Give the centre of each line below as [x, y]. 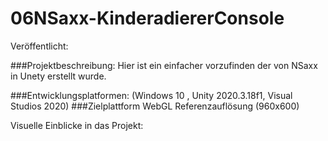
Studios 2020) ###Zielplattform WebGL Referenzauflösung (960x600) [155, 106]
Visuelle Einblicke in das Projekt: [77, 125]
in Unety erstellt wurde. [58, 76]
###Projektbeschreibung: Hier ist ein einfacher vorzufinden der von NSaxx [164, 65]
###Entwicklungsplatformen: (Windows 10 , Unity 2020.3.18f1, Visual [151, 95]
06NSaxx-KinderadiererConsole [147, 18]
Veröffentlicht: [39, 46]
